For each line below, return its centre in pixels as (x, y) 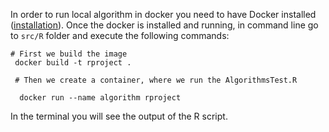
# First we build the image (69, 54)
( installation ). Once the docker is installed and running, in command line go (164, 25)
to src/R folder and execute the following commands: (120, 35)
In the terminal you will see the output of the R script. (119, 116)
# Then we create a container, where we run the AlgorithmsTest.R (156, 80)
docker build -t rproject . (73, 63)
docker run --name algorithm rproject (100, 98)
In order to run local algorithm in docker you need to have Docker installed (163, 14)
